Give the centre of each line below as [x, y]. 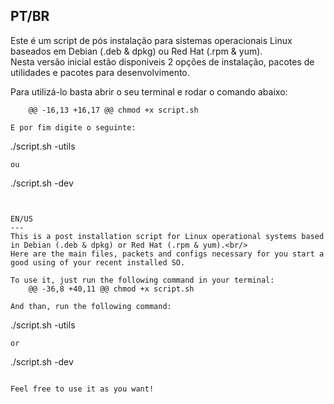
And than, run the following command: [91, 306]
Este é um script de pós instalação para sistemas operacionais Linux [151, 40]
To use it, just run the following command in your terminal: [142, 280]
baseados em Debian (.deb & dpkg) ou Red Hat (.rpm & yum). [136, 51]
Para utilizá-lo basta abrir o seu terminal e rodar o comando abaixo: [149, 91]
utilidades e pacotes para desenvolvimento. [100, 72]
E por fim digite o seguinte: [73, 127]
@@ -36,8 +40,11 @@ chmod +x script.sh [111, 289]
